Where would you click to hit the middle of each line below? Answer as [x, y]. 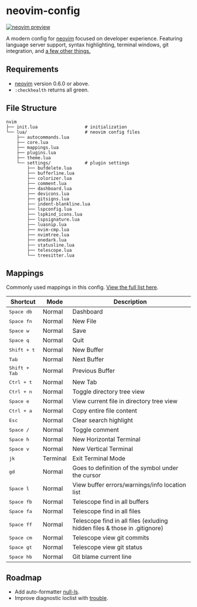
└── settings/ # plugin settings [73, 163]
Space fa [21, 511]
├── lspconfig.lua [50, 209]
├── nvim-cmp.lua [48, 230]
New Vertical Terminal [103, 449]
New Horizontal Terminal [106, 440]
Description [130, 302]
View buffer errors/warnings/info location [129, 485]
